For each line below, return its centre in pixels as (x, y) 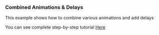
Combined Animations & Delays (44, 7)
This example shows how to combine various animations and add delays (79, 18)
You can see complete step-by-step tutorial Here (55, 27)
